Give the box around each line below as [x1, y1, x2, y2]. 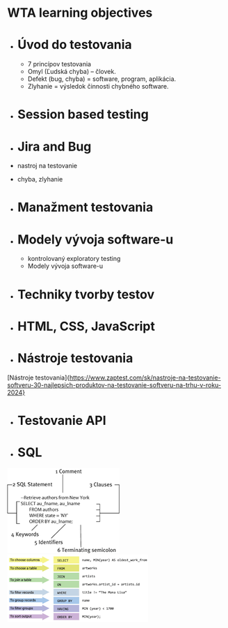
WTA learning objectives [7, 5, 153, 21]
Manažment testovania [17, 200, 154, 216]
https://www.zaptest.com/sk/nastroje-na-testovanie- [69, 373, 221, 382]
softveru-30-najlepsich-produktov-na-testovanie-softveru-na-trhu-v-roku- [7, 380, 222, 389]
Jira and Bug [17, 138, 92, 154]
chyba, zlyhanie [17, 175, 63, 184]
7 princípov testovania [27, 60, 92, 68]
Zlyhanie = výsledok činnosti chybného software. [27, 82, 169, 91]
